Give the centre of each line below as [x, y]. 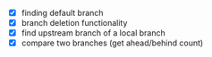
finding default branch [62, 13]
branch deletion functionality [74, 23]
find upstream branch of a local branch [93, 33]
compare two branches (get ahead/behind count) [112, 43]
